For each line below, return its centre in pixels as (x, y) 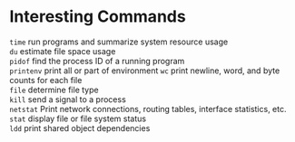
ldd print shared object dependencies (80, 128)
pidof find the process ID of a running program (97, 61)
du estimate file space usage (63, 51)
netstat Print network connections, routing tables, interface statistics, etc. (148, 109)
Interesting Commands (98, 17)
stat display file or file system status (78, 118)
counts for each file (46, 80)
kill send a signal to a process (68, 99)
